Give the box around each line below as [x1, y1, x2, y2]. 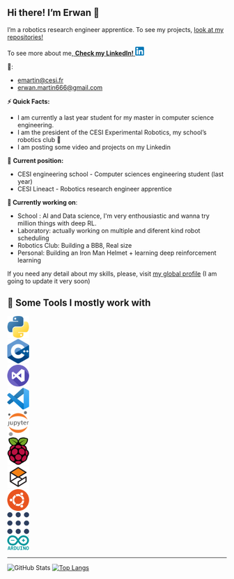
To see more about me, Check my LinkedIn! [7, 49, 134, 57]
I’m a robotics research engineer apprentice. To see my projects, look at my [7, 25, 224, 33]
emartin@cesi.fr [17, 76, 64, 84]
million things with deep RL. [17, 219, 97, 227]
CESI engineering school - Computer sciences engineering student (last [17, 170, 224, 178]
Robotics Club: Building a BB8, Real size [17, 241, 132, 249]
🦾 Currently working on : [7, 198, 78, 206]
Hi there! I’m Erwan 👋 [7, 7, 100, 19]
